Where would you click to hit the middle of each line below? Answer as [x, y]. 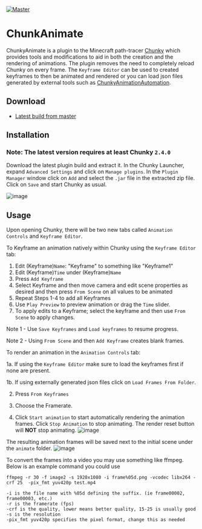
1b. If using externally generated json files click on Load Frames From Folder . [101, 382]
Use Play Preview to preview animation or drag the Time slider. [93, 304]
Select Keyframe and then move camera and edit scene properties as [102, 285]
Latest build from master [46, 116]
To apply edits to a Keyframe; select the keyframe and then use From [100, 311]
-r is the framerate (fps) [40, 504]
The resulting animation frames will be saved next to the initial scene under [100, 442]
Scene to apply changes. [45, 318]
